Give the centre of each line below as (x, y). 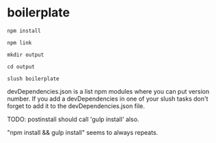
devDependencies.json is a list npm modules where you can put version (108, 91)
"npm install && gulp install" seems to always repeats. (83, 132)
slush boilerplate (33, 79)
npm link (19, 42)
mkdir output (26, 55)
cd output (21, 66)
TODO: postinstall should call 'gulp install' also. (73, 119)
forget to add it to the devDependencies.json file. (76, 106)
